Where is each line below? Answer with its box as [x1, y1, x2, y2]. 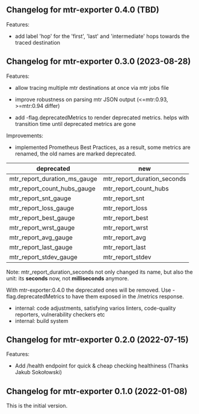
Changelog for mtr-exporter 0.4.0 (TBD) [6, 5, 159, 15]
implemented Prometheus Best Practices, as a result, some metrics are [14, 143, 191, 151]
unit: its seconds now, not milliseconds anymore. [6, 274, 129, 282]
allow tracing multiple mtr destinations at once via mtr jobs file [14, 84, 170, 91]
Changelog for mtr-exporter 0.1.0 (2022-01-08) [6, 386, 188, 397]
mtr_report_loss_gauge [9, 204, 74, 212]
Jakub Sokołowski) [14, 369, 62, 376]
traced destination [14, 39, 61, 46]
